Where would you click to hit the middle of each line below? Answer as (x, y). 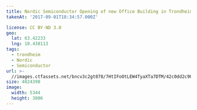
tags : (13, 49)
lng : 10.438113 (30, 44)
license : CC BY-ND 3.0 (34, 27)
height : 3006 (27, 98)
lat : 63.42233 (28, 39)
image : (14, 87)
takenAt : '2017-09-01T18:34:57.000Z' (52, 17)
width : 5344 (26, 93)
